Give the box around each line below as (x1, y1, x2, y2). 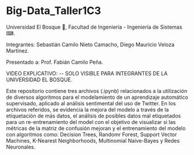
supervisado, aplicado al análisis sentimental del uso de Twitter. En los (6, 99, 176, 106)
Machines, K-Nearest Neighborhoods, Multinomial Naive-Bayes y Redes (6, 137, 180, 144)
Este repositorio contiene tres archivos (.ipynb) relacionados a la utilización (6, 87, 188, 94)
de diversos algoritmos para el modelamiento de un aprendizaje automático (6, 94, 189, 101)
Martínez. (6, 47, 29, 54)
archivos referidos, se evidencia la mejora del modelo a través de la (6, 106, 169, 113)
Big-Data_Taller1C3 (6, 4, 101, 18)
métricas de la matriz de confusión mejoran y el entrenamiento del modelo (6, 125, 186, 132)
